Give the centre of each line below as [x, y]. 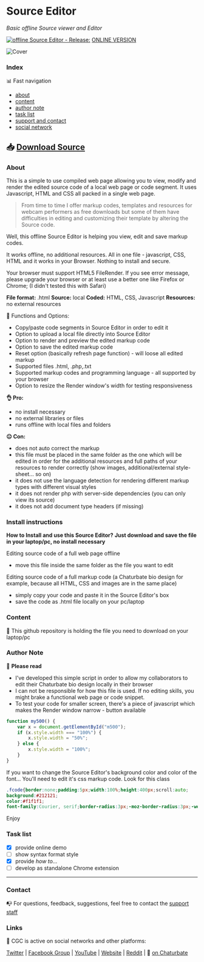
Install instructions [35, 522]
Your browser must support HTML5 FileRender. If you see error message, [98, 273]
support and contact [41, 121]
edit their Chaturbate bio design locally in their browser [84, 684]
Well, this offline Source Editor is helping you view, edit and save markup [97, 236]
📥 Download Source [46, 147]
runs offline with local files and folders [63, 425]
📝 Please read [24, 666]
